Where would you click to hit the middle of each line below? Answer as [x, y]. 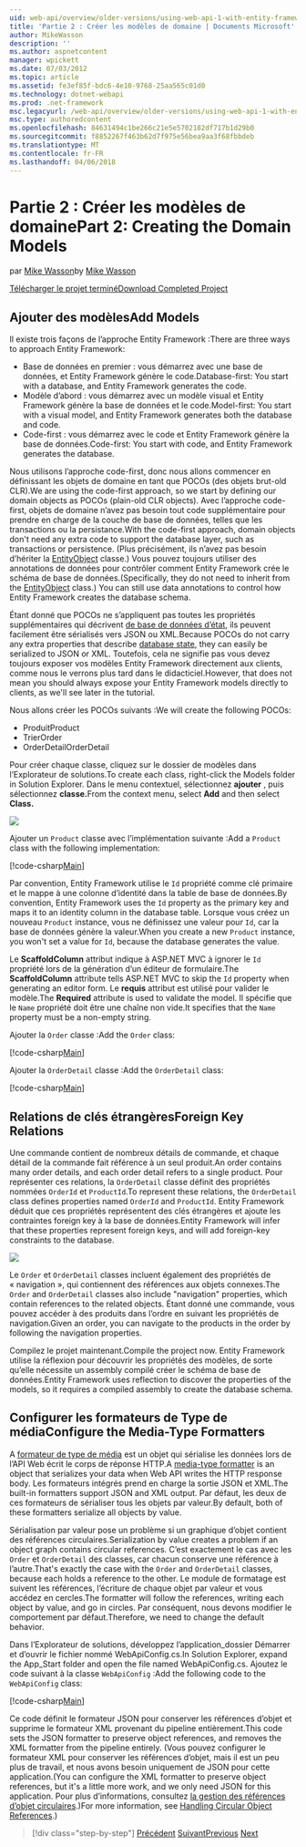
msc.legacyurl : [38, 111]
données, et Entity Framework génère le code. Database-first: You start [155, 377]
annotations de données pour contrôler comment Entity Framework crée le [149, 568]
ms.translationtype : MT [55, 145]
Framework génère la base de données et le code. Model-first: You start [157, 406]
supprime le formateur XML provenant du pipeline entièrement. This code [146, 1728]
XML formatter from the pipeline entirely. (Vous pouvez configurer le [138, 1748]
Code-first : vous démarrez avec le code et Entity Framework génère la [156, 435]
